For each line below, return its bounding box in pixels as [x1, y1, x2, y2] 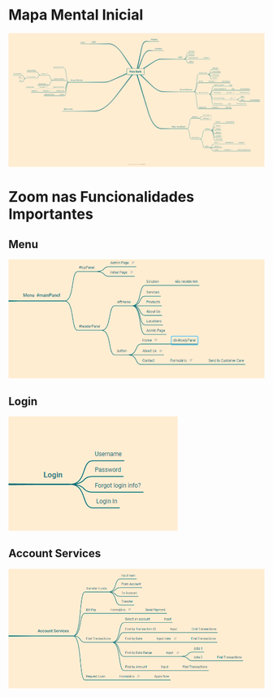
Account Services [8, 547, 102, 560]
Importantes [8, 205, 93, 224]
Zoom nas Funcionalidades [8, 188, 195, 207]
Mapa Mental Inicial [8, 6, 144, 24]
